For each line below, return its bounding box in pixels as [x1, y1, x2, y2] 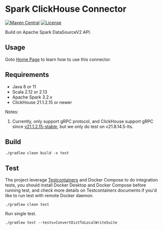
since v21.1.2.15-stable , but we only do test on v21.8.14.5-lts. [12, 124, 134, 129]
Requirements [5, 71, 49, 79]
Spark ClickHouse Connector [5, 3, 127, 15]
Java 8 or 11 [12, 83, 36, 89]
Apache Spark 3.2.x [12, 94, 53, 100]
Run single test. [5, 211, 37, 217]
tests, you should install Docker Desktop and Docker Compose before [5, 182, 146, 188]
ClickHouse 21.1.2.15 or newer [12, 99, 72, 105]
